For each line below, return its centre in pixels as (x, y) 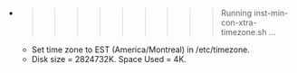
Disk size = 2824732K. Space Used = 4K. (109, 59)
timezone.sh (244, 32)
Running (236, 13)
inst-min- (271, 13)
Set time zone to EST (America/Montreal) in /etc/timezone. (141, 50)
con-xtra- (239, 23)
